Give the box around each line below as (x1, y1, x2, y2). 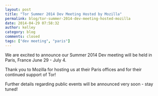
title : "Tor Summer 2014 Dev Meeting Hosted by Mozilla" (5, 12, 122, 16)
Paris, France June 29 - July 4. (5, 57, 67, 63)
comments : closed (5, 34, 40, 39)
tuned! (5, 86, 18, 92)
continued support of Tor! (5, 71, 57, 78)
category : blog (5, 30, 36, 34)
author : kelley (5, 25, 36, 30)
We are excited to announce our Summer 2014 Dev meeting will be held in (5, 52, 152, 58)
